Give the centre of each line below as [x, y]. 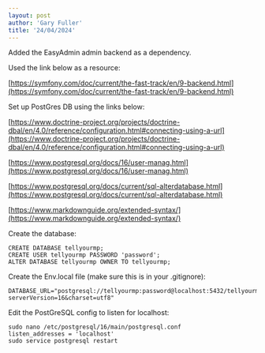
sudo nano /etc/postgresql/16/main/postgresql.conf [95, 327]
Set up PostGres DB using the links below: [77, 107]
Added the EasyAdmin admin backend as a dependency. [100, 53]
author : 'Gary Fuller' [45, 23]
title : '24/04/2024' [42, 30]
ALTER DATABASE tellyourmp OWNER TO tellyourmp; [90, 262]
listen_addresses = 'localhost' [61, 334]
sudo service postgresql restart [63, 341]
